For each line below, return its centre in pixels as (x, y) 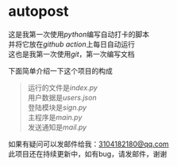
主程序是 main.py (55, 117)
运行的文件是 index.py (62, 87)
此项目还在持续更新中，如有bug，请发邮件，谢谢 (88, 153)
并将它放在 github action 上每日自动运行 (71, 44)
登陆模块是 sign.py (57, 107)
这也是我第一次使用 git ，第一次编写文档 (71, 54)
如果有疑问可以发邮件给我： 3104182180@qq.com (88, 144)
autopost (38, 11)
